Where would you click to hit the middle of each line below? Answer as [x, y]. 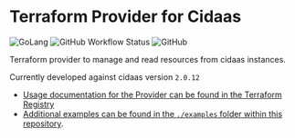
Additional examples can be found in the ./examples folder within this [153, 113]
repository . [43, 123]
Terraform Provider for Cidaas [126, 17]
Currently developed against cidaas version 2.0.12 [105, 77]
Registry [38, 104]
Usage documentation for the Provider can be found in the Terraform [153, 94]
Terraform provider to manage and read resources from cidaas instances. [147, 59]
